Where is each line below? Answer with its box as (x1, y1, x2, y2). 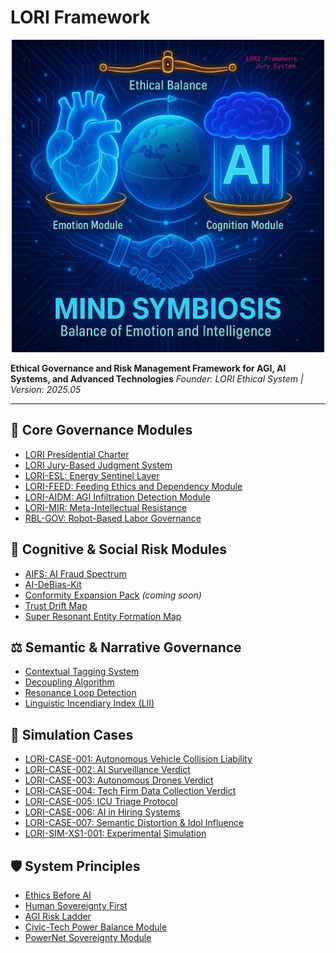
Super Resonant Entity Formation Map (24, 610, 182, 622)
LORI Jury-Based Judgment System (24, 459, 173, 471)
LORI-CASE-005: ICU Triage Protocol (24, 796, 178, 808)
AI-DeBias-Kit (24, 578, 82, 590)
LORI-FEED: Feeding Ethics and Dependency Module (24, 480, 243, 492)
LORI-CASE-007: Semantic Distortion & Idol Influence (24, 817, 245, 829)
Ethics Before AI (24, 889, 92, 901)
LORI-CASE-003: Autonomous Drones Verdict (24, 774, 214, 786)
